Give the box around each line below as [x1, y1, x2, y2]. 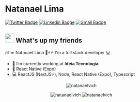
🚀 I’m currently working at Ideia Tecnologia [12, 60, 99, 66]
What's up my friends [15, 36, 82, 44]
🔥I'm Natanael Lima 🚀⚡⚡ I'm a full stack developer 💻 [5, 49, 110, 55]
